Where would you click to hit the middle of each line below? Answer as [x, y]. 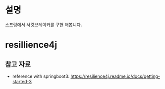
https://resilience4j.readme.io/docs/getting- [115, 76]
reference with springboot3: [41, 76]
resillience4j [31, 45]
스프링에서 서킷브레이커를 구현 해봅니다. [44, 25]
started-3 [22, 81]
